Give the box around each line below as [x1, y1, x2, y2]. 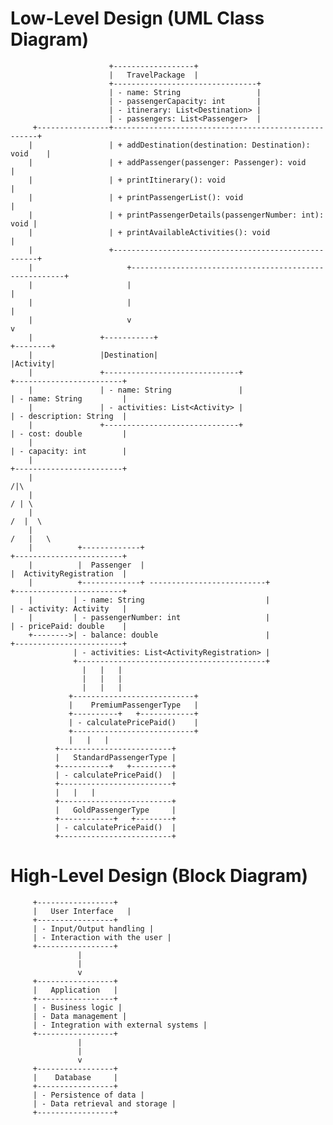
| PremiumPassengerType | [68, 700, 199, 710]
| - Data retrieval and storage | [32, 1098, 177, 1109]
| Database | [32, 1072, 118, 1082]
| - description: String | [10, 411, 128, 421]
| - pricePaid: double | [10, 621, 128, 631]
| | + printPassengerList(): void [28, 192, 244, 202]
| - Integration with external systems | [32, 1020, 208, 1030]
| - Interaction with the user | [32, 932, 172, 942]
